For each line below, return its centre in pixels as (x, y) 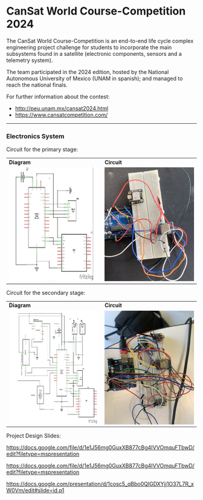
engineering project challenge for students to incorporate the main (89, 47)
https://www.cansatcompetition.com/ (61, 115)
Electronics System (35, 136)
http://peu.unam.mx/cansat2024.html (62, 108)
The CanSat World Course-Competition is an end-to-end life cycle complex (100, 41)
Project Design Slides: (34, 436)
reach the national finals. (37, 85)
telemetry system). (30, 60)
